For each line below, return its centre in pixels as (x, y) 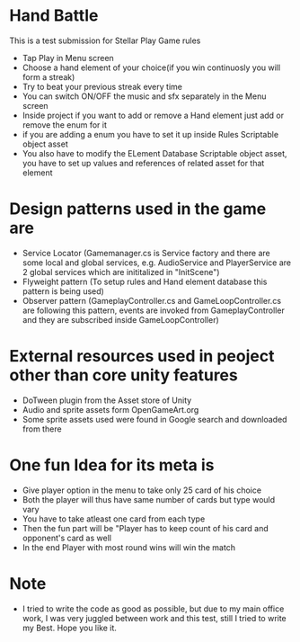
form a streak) (49, 76)
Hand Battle (54, 16)
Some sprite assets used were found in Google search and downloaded (154, 419)
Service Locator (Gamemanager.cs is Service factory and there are (146, 253)
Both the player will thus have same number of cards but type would (149, 499)
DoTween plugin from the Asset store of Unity (107, 400)
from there (42, 429)
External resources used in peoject (142, 357)
